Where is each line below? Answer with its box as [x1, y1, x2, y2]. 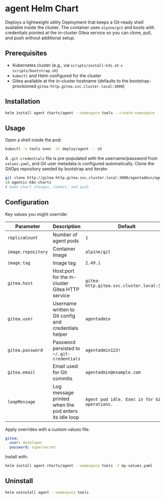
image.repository [7, 249, 48, 255]
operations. [85, 401, 113, 407]
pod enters [52, 408, 78, 414]
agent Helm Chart [5, 3, 79, 14]
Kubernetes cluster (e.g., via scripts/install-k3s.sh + [12, 62, 123, 68]
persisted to [52, 345, 81, 352]
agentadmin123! [85, 347, 121, 353]
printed [52, 395, 70, 402]
